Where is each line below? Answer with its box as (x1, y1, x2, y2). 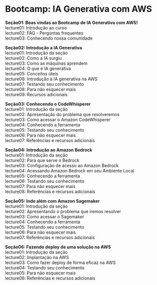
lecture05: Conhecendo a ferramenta (5, 173, 80, 179)
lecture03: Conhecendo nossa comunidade (5, 35, 93, 41)
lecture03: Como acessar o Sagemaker (5, 214, 84, 219)
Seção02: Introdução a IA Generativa (5, 45, 82, 50)
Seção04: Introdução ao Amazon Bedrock (5, 147, 92, 153)
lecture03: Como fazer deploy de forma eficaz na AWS (5, 260, 116, 265)
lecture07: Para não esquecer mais (5, 183, 76, 189)
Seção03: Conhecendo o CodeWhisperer (5, 101, 91, 107)
